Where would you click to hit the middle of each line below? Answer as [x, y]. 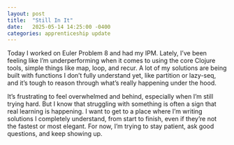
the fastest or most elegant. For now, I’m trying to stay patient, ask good [111, 126]
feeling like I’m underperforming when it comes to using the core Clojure [111, 61]
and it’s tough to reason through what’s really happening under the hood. [112, 83]
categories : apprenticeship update [59, 33]
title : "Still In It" [40, 20]
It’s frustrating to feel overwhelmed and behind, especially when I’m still [110, 97]
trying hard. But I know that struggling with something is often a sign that [112, 104]
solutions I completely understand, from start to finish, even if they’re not [112, 119]
